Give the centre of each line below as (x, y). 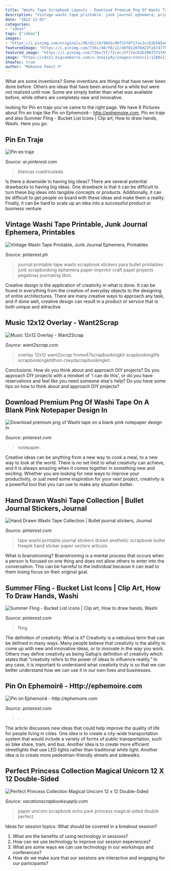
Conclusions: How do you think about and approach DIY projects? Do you (82, 370)
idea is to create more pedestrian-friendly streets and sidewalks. (73, 755)
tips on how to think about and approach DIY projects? (62, 386)
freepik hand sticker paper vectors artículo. (63, 546)
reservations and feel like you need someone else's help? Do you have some (85, 381)
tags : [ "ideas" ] (22, 34)
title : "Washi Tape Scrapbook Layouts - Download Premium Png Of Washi (83, 10)
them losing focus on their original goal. (47, 572)
